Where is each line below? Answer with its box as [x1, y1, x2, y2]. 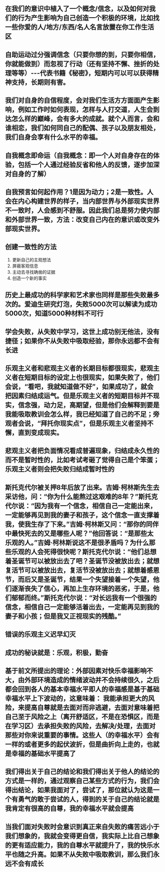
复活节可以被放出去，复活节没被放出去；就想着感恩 [5, 566, 160, 574]
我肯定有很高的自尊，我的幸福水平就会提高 [5, 804, 134, 813]
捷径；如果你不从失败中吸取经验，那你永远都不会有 [5, 336, 160, 345]
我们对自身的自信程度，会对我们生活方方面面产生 [5, 96, 153, 104]
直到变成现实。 [18, 428, 63, 436]
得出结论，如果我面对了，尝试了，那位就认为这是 [5, 786, 153, 795]
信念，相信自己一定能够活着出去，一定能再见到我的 [5, 603, 160, 611]
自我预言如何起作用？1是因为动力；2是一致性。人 [5, 188, 154, 196]
